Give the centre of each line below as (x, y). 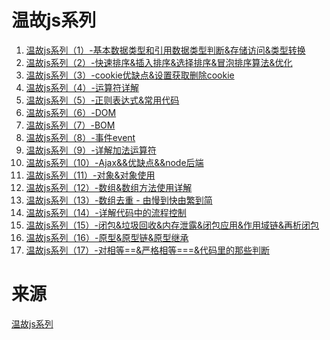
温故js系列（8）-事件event (80, 137)
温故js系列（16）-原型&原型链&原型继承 (107, 237)
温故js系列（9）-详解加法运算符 (91, 150)
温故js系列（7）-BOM (70, 125)
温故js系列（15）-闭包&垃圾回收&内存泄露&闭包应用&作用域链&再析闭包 (172, 225)
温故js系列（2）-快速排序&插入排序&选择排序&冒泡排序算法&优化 (159, 62)
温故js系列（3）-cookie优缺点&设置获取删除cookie (130, 75)
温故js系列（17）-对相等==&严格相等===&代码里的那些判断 (147, 250)
